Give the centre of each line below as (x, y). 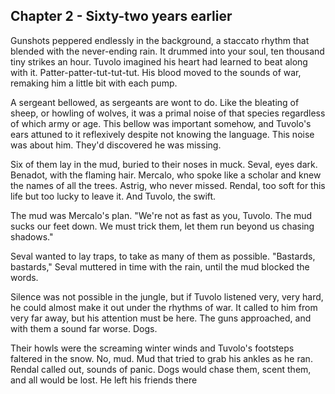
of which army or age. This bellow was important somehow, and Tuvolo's (161, 123)
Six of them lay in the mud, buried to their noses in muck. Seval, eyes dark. (164, 164)
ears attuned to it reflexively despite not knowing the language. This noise (162, 134)
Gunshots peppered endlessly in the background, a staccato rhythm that (160, 40)
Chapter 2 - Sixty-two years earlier (121, 16)
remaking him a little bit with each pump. (94, 83)
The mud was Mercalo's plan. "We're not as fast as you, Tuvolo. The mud (161, 215)
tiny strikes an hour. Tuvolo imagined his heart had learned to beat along (159, 61)
